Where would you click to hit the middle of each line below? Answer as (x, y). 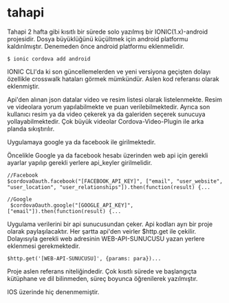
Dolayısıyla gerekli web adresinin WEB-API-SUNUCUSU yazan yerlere (106, 238)
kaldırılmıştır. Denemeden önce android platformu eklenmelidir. (96, 46)
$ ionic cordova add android (49, 59)
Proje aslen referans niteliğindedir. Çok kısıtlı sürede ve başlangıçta (102, 271)
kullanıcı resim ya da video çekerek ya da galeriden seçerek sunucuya (106, 114)
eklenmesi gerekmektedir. (44, 246)
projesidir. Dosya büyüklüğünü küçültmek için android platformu (98, 38)
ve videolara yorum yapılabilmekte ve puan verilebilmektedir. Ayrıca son (109, 106)
